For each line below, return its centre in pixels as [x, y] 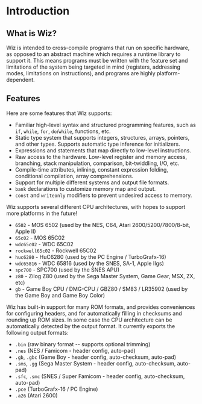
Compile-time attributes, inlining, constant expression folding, [92, 169]
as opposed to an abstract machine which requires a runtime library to [93, 54]
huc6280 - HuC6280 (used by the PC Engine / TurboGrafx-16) [91, 256]
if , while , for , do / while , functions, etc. [63, 131]
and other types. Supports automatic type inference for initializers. [97, 144]
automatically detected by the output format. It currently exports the [91, 326]
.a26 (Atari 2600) [36, 395]
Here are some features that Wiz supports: [59, 113]
